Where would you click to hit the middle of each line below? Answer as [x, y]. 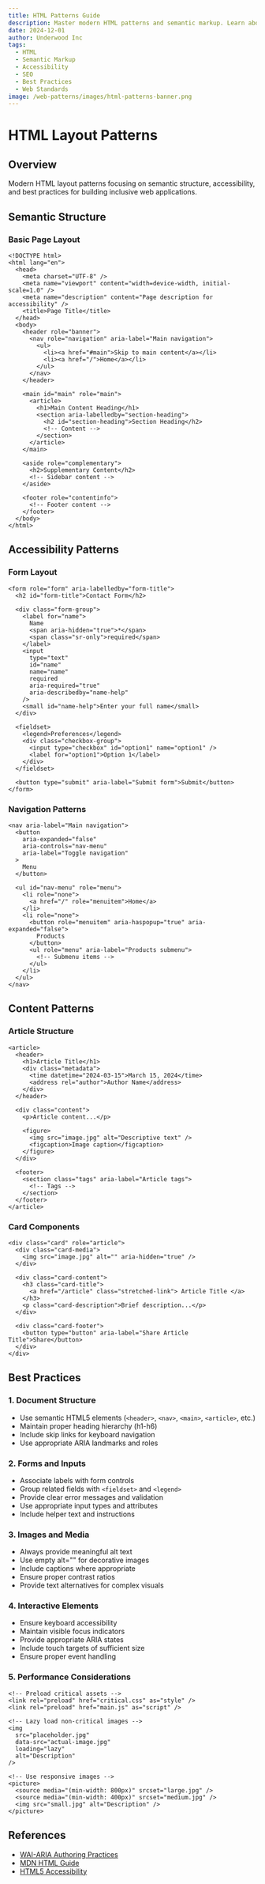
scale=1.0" [26, 290]
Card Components [44, 1226]
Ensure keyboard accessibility [68, 1623]
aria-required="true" [65, 685]
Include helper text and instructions [77, 1514]
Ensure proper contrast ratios [67, 1577]
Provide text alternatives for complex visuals [91, 1585]
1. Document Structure [52, 1400]
